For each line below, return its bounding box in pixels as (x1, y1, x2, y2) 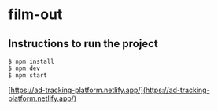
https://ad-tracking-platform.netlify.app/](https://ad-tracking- (10, 85, 210, 94)
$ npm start (8, 72, 47, 80)
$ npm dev (8, 65, 41, 72)
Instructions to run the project (8, 37, 159, 50)
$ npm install (8, 57, 55, 65)
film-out (8, 6, 63, 24)
